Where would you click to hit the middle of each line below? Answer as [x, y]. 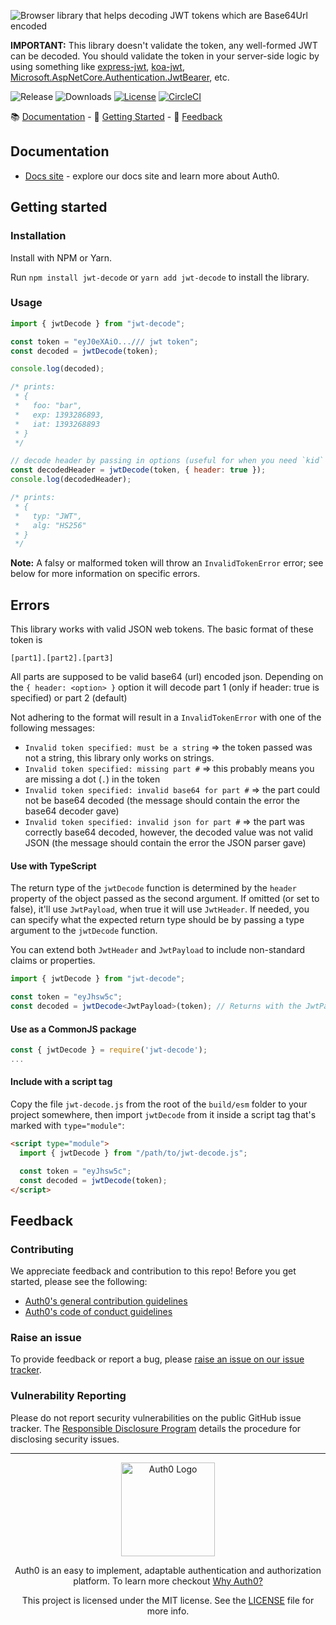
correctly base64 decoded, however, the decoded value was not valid [169, 832]
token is [26, 640]
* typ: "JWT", [48, 516]
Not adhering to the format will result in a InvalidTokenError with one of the [166, 717]
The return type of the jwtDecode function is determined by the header [153, 888]
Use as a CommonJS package [73, 1029]
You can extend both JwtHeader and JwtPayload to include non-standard [158, 950]
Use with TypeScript [53, 866]
